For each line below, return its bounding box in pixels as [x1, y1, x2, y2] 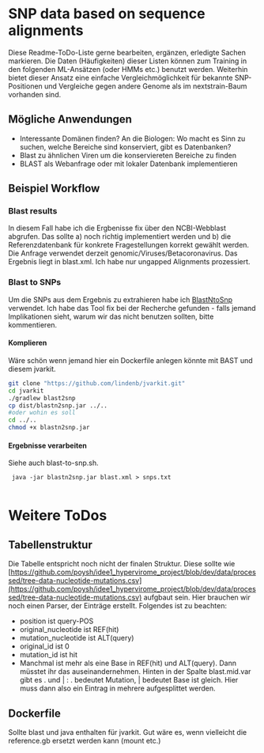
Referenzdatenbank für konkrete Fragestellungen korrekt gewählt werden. [8, 240, 250, 250]
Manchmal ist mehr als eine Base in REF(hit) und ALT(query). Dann [19, 658, 237, 668]
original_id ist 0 [19, 641, 70, 651]
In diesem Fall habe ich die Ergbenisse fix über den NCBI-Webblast [8, 223, 227, 233]
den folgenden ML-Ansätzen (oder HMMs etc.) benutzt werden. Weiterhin [8, 64, 248, 74]
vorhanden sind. [8, 89, 62, 99]
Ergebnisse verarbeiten [8, 441, 87, 450]
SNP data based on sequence [8, 5, 206, 23]
